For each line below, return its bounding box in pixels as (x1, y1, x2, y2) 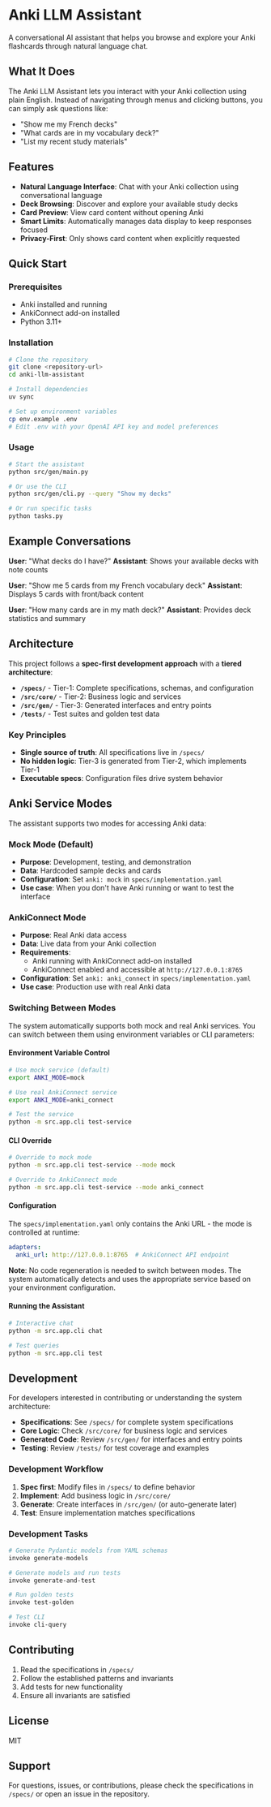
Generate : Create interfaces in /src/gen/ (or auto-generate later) (19, 1499, 237, 1509)
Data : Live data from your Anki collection (19, 939, 157, 949)
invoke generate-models (8, 1554, 89, 1562)
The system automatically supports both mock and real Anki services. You (8, 1020, 256, 1030)
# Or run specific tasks (8, 505, 92, 513)
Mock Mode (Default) (8, 839, 94, 850)
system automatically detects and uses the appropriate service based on (8, 1274, 251, 1283)
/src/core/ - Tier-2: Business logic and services (19, 692, 182, 701)
